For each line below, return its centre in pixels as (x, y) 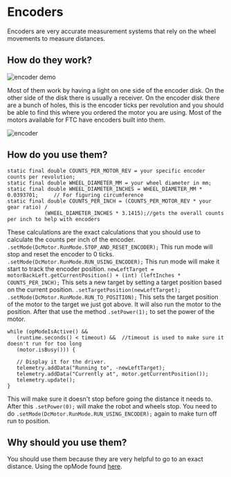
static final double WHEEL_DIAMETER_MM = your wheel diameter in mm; (110, 183)
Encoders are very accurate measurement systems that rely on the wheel (112, 31)
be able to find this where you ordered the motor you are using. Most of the (114, 112)
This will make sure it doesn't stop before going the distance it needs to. (110, 399)
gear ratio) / (28, 207)
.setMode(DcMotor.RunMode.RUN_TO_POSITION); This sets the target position (113, 297)
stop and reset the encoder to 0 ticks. (61, 254)
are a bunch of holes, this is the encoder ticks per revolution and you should (115, 105)
